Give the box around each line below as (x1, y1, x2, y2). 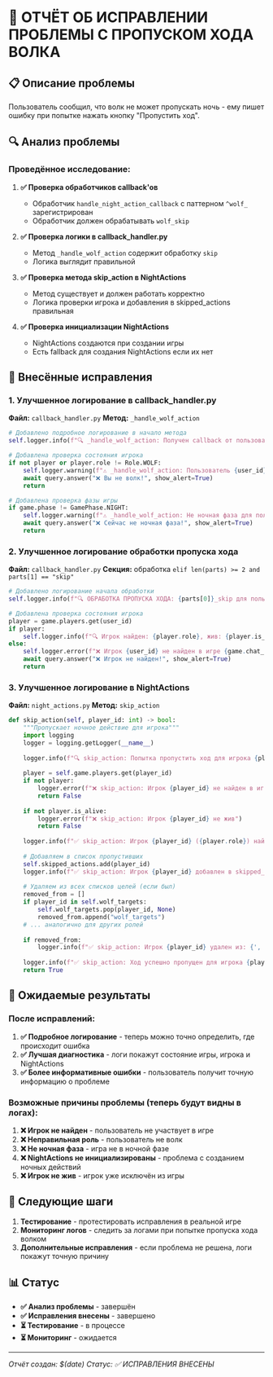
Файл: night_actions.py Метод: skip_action (8, 701, 160, 710)
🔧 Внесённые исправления (8, 371, 153, 385)
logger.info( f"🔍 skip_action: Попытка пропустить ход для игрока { (23, 754, 258, 762)
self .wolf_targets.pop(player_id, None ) (37, 905, 176, 914)
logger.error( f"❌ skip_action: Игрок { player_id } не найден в (37, 785, 253, 793)
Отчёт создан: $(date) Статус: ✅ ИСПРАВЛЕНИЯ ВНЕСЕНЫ (8, 1359, 214, 1369)
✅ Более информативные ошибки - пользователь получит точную (19, 1067, 254, 1077)
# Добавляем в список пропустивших (23, 852, 144, 860)
